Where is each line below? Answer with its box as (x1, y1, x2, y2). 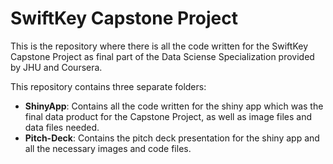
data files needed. (24, 121, 100, 133)
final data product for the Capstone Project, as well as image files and (24, 110, 312, 122)
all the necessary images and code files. (24, 142, 192, 154)
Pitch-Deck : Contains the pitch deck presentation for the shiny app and (24, 132, 320, 144)
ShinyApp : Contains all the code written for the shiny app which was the (24, 100, 324, 112)
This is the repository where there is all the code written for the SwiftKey (10, 40, 309, 52)
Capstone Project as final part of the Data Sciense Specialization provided (10, 50, 315, 62)
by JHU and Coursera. (10, 61, 103, 73)
